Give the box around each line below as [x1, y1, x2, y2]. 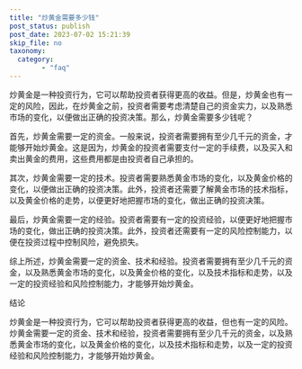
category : [17, 55, 54, 64]
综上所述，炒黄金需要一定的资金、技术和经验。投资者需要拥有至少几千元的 [9, 256, 285, 266]
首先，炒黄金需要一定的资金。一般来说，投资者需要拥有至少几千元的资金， [9, 130, 285, 141]
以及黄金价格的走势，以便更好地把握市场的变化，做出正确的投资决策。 [9, 194, 270, 205]
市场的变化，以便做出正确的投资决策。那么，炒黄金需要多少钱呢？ [9, 112, 253, 122]
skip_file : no [9, 38, 63, 48]
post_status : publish [9, 22, 91, 31]
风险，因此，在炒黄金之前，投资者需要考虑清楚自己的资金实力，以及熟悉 [24, 100, 293, 111]
